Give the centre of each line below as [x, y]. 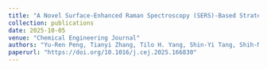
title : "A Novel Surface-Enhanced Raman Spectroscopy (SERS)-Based [122, 15]
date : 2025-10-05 [37, 30]
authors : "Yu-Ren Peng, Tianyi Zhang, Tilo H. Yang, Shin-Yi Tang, [122, 45]
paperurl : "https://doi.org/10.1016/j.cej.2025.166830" [103, 52]
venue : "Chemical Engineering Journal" [74, 38]
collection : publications [51, 23]
